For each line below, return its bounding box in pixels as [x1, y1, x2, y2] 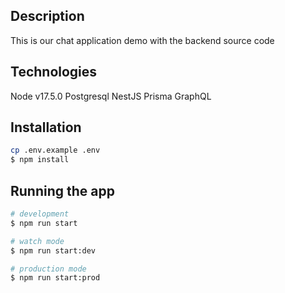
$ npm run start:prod [10, 273, 101, 283]
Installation [10, 119, 82, 136]
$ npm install [10, 155, 70, 165]
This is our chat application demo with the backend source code [10, 34, 275, 46]
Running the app [10, 182, 115, 199]
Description [10, 8, 85, 25]
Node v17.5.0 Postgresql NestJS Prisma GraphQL [10, 90, 212, 102]
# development [10, 209, 70, 219]
